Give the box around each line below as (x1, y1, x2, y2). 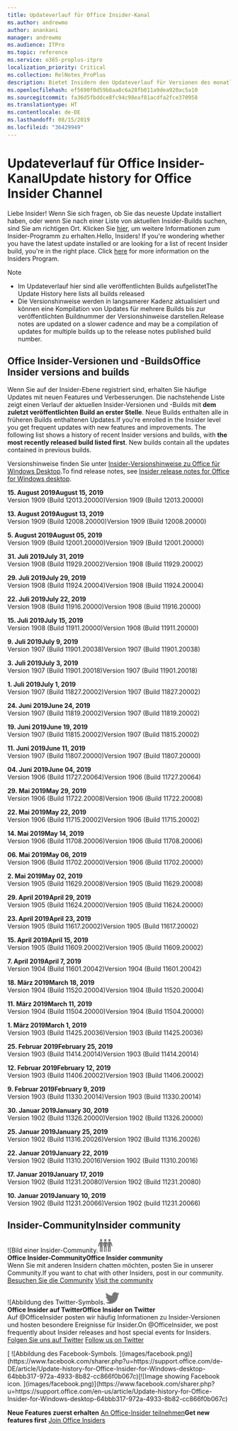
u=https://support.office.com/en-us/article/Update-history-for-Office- (7, 1387, 212, 1395)
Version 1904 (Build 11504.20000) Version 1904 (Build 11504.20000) (7, 1007, 204, 1016)
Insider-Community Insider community (7, 1219, 181, 1231)
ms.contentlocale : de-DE (7, 109, 81, 116)
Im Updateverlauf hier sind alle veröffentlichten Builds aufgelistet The (17, 281, 218, 290)
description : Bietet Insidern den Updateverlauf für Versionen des (7, 79, 211, 86)
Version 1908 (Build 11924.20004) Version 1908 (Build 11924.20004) (7, 581, 204, 589)
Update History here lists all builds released (17, 289, 145, 298)
